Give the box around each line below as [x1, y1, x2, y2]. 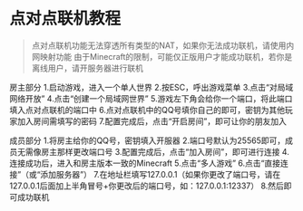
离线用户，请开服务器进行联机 [31, 62, 143, 73]
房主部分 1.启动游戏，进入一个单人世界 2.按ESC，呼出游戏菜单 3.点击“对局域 [9, 82, 294, 92]
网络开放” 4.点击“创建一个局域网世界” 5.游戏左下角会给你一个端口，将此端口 [9, 92, 293, 104]
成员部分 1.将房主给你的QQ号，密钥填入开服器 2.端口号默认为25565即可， [9, 135, 286, 146]
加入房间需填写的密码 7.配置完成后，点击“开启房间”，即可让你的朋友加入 [16, 115, 288, 127]
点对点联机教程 [9, 8, 122, 29]
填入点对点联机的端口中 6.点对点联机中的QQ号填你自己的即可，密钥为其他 [9, 104, 286, 115]
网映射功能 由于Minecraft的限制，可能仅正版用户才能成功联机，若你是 [31, 51, 293, 62]
